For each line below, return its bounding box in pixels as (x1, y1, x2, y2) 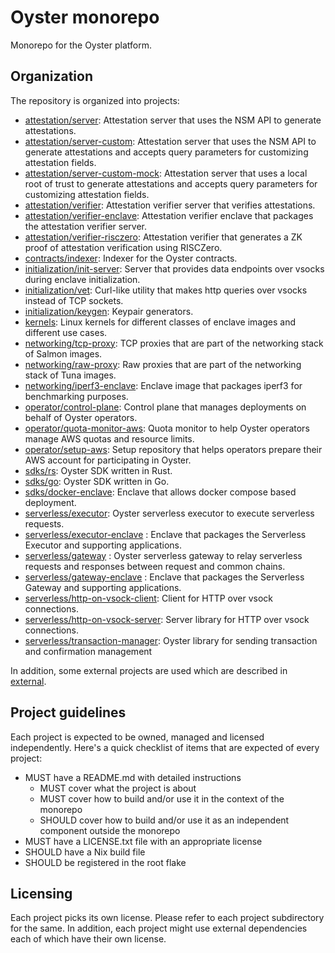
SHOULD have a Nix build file (24, 846, 146, 858)
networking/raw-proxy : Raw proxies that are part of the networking (24, 358, 302, 370)
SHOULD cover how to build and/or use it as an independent (39, 814, 290, 826)
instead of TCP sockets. (24, 294, 124, 306)
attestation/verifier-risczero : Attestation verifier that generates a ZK (24, 231, 303, 243)
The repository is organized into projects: (10, 94, 180, 106)
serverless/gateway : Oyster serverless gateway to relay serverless (24, 549, 303, 561)
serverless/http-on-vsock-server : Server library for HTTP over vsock (24, 613, 310, 625)
